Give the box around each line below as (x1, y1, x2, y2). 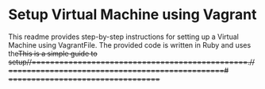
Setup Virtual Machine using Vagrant (8, 6, 257, 24)
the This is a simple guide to (8, 48, 98, 58)
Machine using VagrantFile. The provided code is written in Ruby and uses (8, 40, 252, 49)
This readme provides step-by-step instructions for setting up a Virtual (8, 32, 240, 41)
